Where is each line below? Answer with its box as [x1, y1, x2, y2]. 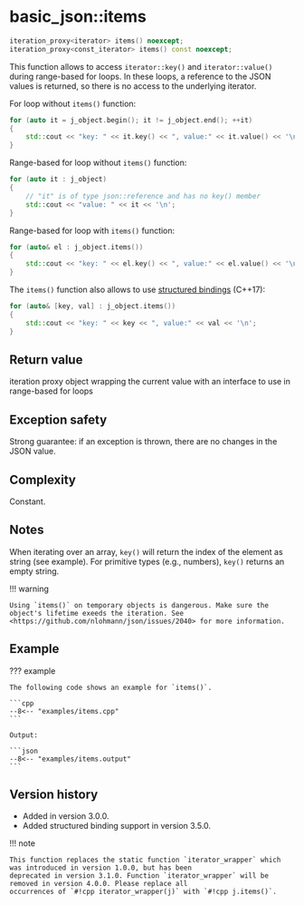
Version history [9, 787, 99, 803]
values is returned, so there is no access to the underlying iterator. [9, 80, 257, 92]
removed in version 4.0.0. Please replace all [9, 880, 188, 889]
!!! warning [9, 583, 50, 594]
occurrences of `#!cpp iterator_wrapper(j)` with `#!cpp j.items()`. [9, 887, 278, 897]
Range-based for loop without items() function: [9, 157, 187, 169]
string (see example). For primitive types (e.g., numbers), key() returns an [9, 556, 285, 567]
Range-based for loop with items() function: [9, 225, 176, 236]
